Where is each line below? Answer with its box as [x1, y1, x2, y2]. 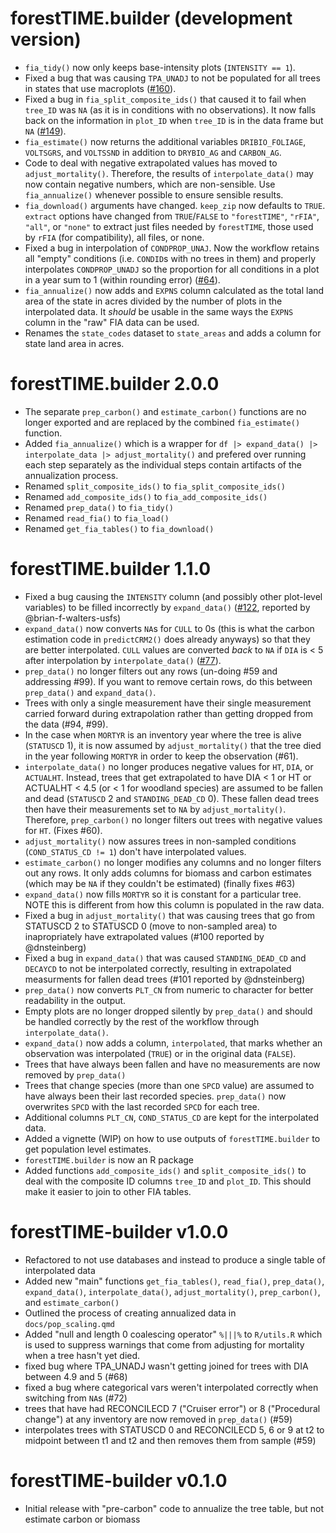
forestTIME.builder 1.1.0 [10, 558, 212, 581]
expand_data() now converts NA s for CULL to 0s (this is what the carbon [24, 622, 315, 634]
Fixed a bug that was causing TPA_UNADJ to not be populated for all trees [24, 72, 321, 84]
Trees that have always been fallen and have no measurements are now [24, 1058, 321, 1070]
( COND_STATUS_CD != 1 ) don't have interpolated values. [24, 845, 247, 857]
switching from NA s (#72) [24, 1392, 128, 1404]
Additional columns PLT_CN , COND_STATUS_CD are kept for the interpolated [24, 1111, 319, 1123]
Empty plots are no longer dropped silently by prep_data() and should [24, 1005, 313, 1017]
